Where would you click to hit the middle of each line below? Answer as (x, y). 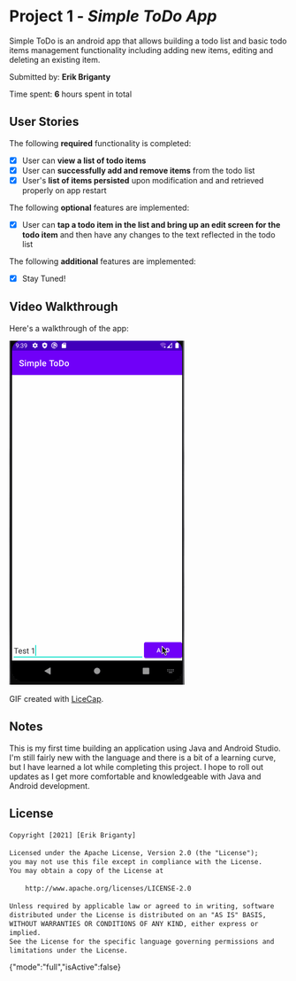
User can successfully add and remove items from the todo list (138, 170)
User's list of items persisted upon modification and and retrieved (143, 180)
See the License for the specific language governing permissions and (142, 941)
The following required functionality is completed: (100, 143)
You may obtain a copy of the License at (87, 870)
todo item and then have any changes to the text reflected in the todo (148, 235)
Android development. (49, 785)
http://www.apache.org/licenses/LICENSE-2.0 (108, 888)
